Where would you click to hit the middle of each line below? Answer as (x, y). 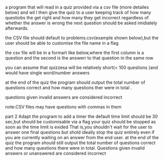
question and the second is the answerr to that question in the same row (79, 58)
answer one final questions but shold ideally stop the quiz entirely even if (80, 132)
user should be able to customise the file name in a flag (62, 43)
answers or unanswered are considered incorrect (56, 153)
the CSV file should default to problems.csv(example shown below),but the (82, 38)
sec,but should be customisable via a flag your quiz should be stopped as (81, 122)
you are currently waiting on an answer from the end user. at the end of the (82, 137)
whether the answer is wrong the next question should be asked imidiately (81, 23)
